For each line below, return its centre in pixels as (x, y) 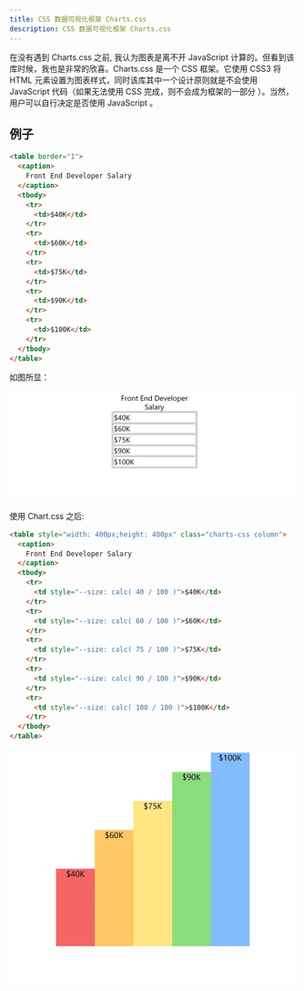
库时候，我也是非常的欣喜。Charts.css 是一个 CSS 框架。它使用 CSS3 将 (146, 68)
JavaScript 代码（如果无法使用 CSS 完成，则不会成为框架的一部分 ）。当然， (152, 91)
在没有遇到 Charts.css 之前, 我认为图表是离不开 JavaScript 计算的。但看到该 (152, 57)
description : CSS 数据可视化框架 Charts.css (90, 29)
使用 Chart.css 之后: (47, 516)
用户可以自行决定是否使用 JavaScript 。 (84, 102)
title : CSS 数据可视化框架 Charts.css (78, 19)
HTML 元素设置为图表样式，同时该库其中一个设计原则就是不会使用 (133, 80)
